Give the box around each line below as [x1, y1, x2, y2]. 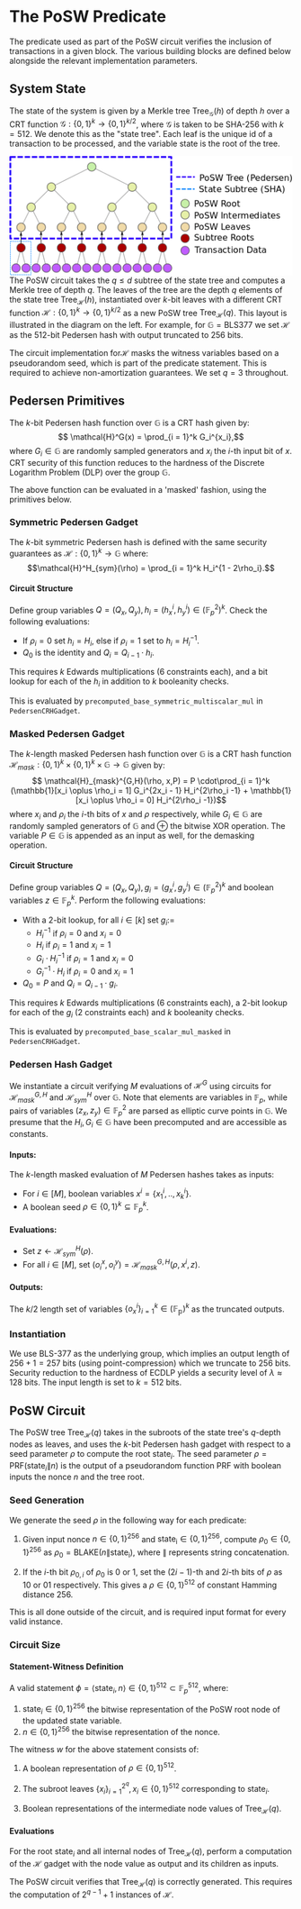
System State [9, 81, 87, 96]
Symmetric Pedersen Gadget [9, 516, 138, 529]
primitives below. [9, 494, 72, 505]
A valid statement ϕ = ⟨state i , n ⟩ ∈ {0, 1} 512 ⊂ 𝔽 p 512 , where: [9, 1681, 229, 1695]
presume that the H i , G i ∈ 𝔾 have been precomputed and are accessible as [9, 1117, 288, 1130]
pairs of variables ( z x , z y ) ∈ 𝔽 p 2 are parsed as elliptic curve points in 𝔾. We [9, 1104, 288, 1118]
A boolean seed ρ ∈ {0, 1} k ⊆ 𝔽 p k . [22, 1200, 149, 1214]
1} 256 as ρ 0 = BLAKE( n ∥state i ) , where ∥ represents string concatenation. [22, 1545, 289, 1559]
